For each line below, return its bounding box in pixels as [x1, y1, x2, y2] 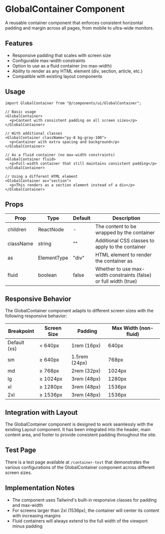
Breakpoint [8, 328, 34, 334]
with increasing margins [12, 512, 61, 518]
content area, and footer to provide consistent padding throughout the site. [5, 432, 157, 437]
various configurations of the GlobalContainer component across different [5, 464, 155, 470]
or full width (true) [95, 278, 137, 285]
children [7, 226, 27, 233]
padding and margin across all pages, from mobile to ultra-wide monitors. [5, 25, 154, 31]
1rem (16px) [71, 342, 101, 349]
